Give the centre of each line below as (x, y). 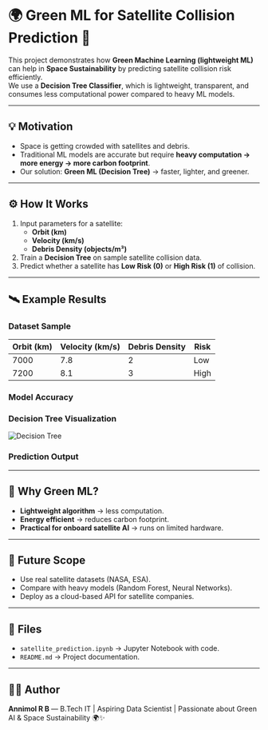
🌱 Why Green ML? (53, 491)
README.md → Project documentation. (80, 657)
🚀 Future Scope (47, 560)
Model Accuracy (41, 397)
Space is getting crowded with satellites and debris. (104, 146)
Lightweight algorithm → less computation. (92, 511)
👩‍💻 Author (34, 690)
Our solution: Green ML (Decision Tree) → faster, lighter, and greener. (134, 171)
